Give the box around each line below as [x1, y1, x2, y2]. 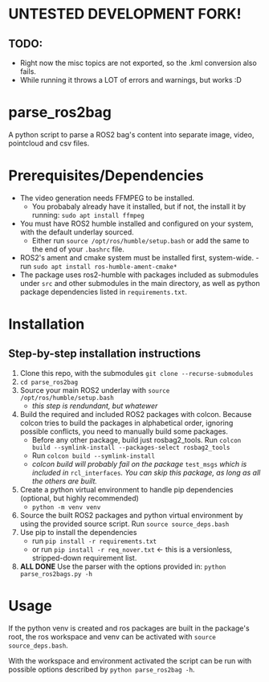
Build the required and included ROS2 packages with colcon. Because [19, 409, 252, 419]
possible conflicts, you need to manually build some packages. [19, 427, 229, 436]
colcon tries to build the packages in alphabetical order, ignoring [19, 418, 234, 427]
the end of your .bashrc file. [31, 244, 124, 254]
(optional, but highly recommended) [19, 493, 139, 503]
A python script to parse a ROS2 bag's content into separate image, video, [8, 129, 255, 139]
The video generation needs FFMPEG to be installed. [19, 193, 195, 202]
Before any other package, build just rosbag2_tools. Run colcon [31, 435, 242, 444]
